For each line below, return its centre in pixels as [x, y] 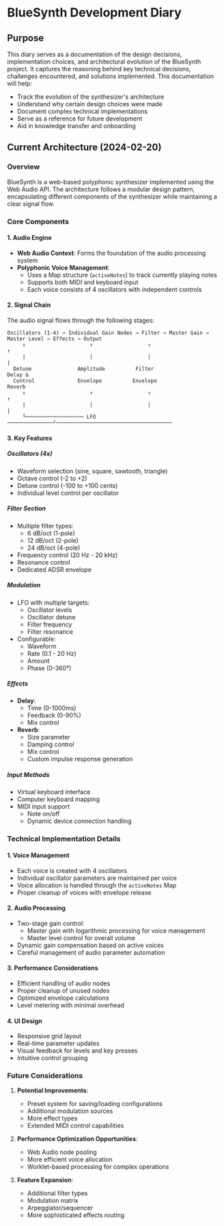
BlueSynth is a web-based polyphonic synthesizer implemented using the [111, 182]
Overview [24, 167]
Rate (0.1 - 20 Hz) [52, 653]
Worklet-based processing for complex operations [98, 1167]
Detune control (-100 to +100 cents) [67, 485]
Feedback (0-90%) [54, 715]
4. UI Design [25, 1021]
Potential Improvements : [53, 1090]
